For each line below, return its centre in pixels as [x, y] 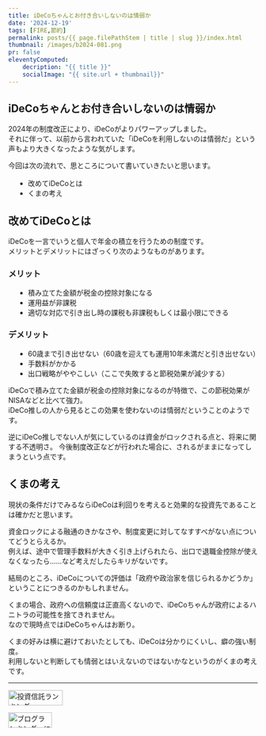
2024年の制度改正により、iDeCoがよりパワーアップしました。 [110, 129]
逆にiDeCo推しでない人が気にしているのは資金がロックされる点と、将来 [125, 437]
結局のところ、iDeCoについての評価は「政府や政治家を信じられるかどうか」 [133, 578]
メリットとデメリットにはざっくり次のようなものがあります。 [108, 251]
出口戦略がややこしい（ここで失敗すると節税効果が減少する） [128, 373]
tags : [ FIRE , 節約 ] [37, 30]
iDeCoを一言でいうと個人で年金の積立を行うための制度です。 [108, 242]
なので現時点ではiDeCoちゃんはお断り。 [74, 624]
